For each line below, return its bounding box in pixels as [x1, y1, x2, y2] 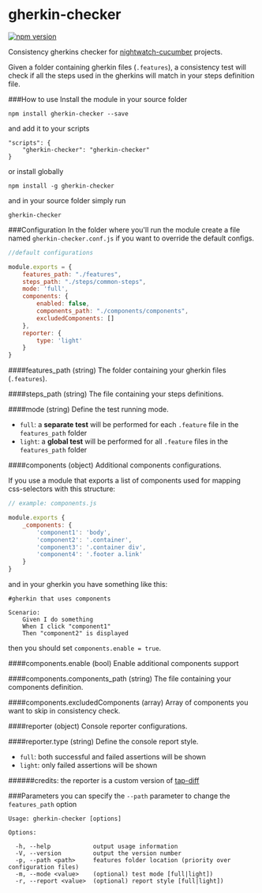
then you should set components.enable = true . [8, 643, 162, 653]
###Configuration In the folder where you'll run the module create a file [8, 225, 241, 234]
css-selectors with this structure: [8, 484, 116, 494]
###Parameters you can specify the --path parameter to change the [8, 791, 230, 800]
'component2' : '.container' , [36, 535, 133, 543]
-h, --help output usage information [15, 842, 178, 851]
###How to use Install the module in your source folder [8, 94, 188, 104]
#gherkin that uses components [8, 595, 111, 603]
